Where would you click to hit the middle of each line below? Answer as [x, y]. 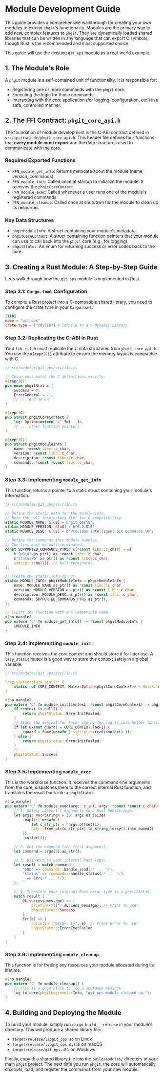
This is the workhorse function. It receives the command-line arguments [78, 782]
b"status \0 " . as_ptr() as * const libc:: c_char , [62, 559]
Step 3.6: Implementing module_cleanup [52, 954]
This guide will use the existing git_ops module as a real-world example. [78, 53]
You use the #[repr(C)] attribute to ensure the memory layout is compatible [81, 354]
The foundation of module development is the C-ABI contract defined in [77, 132]
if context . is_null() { [38, 709]
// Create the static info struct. [41, 576]
